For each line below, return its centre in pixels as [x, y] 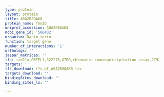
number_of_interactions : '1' [35, 46]
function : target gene [28, 42]
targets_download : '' [27, 73]
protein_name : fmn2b [26, 23]
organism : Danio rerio [28, 37]
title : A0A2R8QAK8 [24, 19]
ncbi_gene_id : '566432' [29, 32]
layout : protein [21, 14]
